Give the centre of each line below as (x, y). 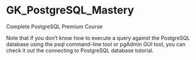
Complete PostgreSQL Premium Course (54, 26)
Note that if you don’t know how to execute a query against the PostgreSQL (98, 38)
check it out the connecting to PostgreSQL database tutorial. (80, 50)
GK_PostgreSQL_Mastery (70, 10)
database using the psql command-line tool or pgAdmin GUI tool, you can (96, 44)
